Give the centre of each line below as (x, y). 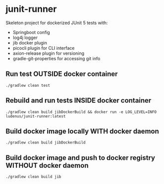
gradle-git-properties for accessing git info (56, 58)
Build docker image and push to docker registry (81, 158)
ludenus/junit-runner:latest (36, 116)
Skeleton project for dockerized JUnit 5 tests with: (57, 23)
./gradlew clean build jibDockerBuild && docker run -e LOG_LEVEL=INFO (81, 112)
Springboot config (31, 32)
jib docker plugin (30, 42)
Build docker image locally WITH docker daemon (82, 131)
